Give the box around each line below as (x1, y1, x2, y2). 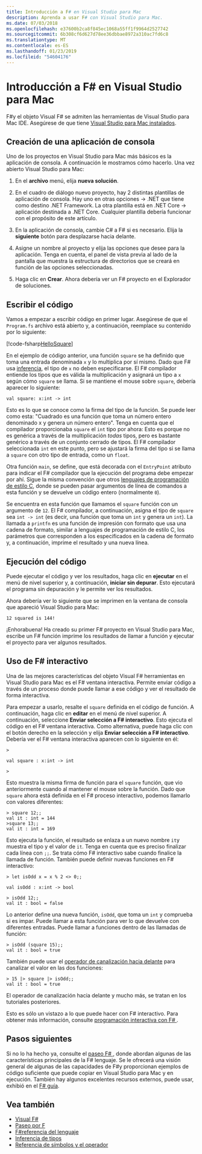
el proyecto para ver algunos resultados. (6, 639, 107, 646)
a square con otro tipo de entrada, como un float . (6, 451, 130, 458)
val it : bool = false (6, 900, 63, 906)
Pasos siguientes (6, 1034, 72, 1044)
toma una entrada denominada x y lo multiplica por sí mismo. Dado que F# (6, 358, 191, 366)
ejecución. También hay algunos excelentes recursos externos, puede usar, (6, 1075, 194, 1083)
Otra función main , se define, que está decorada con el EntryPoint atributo (6, 463, 192, 471)
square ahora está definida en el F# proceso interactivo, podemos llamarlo (6, 792, 191, 799)
